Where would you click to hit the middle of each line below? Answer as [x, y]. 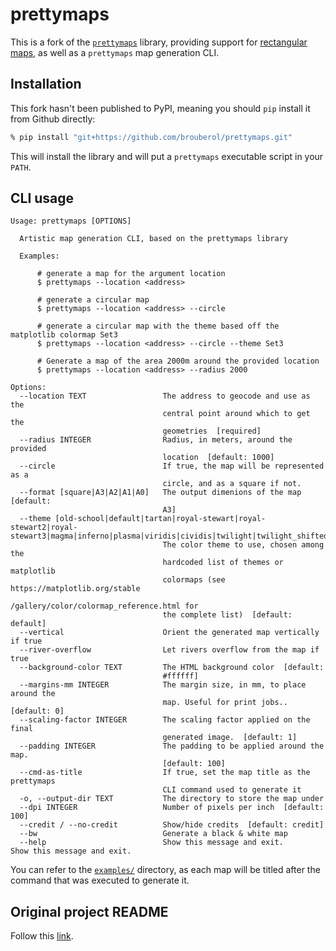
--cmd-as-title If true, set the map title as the [165, 773]
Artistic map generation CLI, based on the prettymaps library [153, 239]
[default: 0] [37, 711]
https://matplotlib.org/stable [75, 589]
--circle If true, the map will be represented [172, 466]
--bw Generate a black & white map [153, 834]
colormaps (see [194, 580]
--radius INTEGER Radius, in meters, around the [156, 440]
